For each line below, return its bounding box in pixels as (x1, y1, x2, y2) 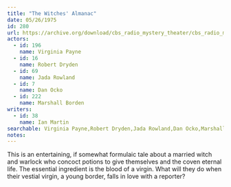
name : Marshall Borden (19, 100, 85, 107)
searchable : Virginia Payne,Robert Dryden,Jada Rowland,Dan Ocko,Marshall (7, 125, 226, 132)
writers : (7, 106, 32, 113)
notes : (7, 131, 26, 138)
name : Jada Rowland (19, 74, 76, 81)
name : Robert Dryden (19, 61, 78, 68)
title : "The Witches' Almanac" (7, 10, 97, 17)
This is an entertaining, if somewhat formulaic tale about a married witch (7, 151, 212, 159)
